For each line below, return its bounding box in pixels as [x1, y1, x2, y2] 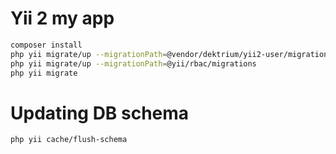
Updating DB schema [10, 102, 190, 124]
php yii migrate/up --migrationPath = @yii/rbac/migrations [10, 58, 257, 69]
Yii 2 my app [10, 7, 115, 30]
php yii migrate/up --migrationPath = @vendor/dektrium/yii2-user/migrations [10, 49, 333, 59]
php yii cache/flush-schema [10, 135, 128, 145]
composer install [10, 40, 83, 50]
